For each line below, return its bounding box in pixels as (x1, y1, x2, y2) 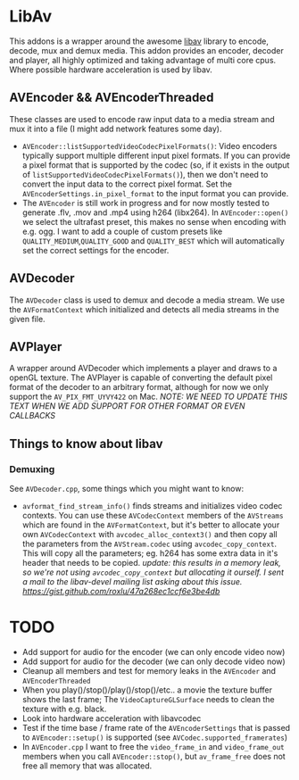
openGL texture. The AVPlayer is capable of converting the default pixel (9, 372, 273, 383)
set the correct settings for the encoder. (21, 245, 170, 255)
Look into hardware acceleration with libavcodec (21, 713, 202, 724)
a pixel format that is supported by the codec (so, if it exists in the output (21, 159, 290, 170)
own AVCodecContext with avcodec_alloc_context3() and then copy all (21, 529, 278, 540)
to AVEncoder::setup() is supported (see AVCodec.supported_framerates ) (21, 732, 288, 743)
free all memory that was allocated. (21, 760, 153, 771)
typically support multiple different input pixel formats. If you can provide (21, 150, 291, 161)
